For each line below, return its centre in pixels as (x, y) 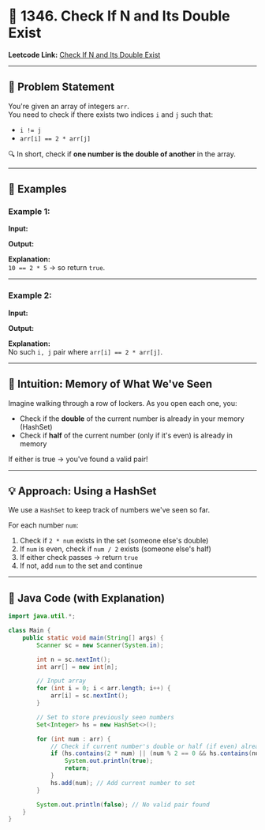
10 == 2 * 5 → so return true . (57, 268)
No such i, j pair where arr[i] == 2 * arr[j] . (86, 351)
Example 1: (29, 212)
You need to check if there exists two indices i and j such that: (111, 115)
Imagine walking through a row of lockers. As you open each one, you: (123, 403)
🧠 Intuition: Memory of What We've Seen (110, 384)
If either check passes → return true (79, 558)
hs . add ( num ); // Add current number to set (123, 783)
